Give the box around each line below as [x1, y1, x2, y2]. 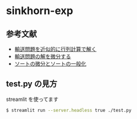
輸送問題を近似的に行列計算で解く [14, 46, 97, 52]
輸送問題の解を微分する [14, 53, 71, 60]
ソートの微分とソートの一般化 [14, 60, 86, 67]
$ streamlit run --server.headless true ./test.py [6, 107, 132, 113]
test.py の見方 [6, 79, 57, 89]
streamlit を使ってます [6, 96, 59, 103]
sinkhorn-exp [6, 4, 73, 18]
